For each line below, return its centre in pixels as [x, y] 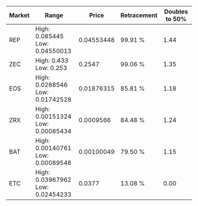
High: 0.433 [52, 60]
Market [19, 15]
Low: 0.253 [51, 68]
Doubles [176, 11]
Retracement [139, 15]
